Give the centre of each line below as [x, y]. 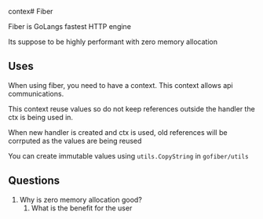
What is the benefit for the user [82, 208]
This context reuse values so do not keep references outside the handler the [131, 108]
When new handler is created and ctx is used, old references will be [118, 132]
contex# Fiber [31, 11]
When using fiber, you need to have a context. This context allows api [121, 85]
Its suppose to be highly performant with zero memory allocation [113, 42]
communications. [36, 93]
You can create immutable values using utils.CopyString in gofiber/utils [128, 155]
